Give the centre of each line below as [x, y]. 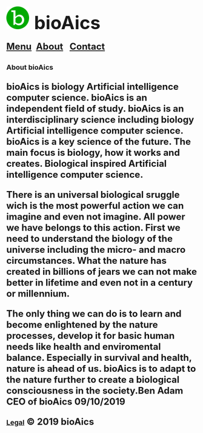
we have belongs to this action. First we [93, 227]
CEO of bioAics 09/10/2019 [66, 401]
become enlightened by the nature [82, 324]
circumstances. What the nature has [86, 260]
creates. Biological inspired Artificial [87, 163]
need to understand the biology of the [90, 238]
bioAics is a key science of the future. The [98, 141]
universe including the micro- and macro [96, 249]
